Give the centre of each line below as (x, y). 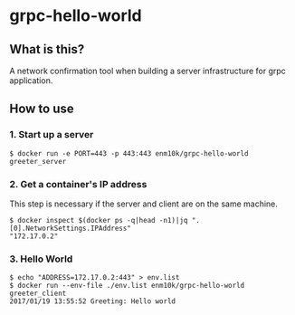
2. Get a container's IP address (78, 184)
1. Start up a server (52, 135)
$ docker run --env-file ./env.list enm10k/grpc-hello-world (127, 286)
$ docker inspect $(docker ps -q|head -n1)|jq (99, 220)
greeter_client (38, 294)
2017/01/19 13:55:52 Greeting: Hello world (93, 301)
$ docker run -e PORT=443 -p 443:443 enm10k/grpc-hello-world (129, 153)
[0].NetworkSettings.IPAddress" (70, 228)
